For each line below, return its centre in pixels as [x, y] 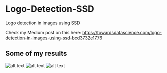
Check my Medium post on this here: [43, 32]
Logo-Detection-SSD [50, 9]
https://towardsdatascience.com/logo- [122, 32]
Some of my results [36, 53]
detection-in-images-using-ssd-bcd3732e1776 [54, 38]
